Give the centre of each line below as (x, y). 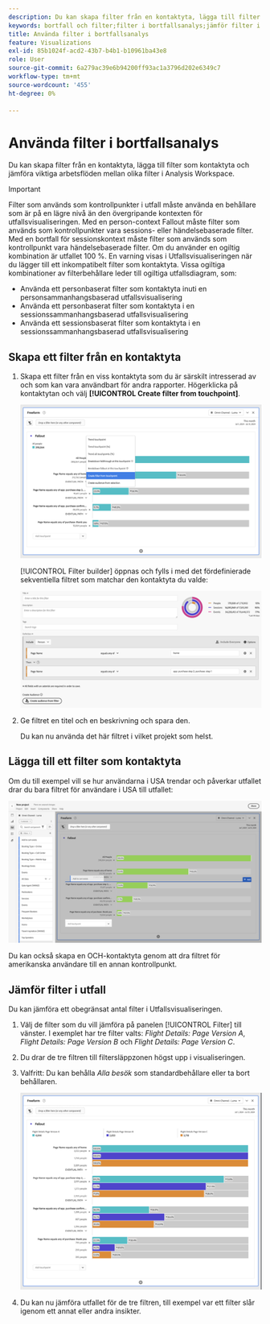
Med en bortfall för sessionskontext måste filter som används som (118, 239)
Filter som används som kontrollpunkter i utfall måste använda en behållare (133, 205)
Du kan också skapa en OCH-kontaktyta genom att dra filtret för (115, 956)
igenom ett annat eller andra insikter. (81, 1311)
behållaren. (39, 1082)
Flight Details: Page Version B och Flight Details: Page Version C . (127, 1042)
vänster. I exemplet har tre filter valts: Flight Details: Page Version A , (133, 1033)
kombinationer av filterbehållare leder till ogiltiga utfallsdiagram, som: (123, 273)
